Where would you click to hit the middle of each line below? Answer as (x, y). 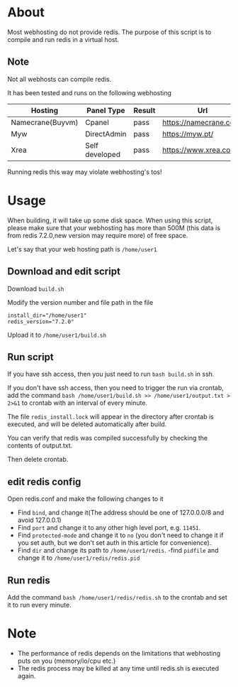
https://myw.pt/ (188, 134)
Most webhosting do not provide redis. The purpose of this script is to (109, 32)
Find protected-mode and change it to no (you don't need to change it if (120, 535)
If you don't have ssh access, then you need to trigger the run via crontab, (116, 388)
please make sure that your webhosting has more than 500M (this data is (114, 227)
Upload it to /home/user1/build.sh (57, 335)
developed (102, 154)
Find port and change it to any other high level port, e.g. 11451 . (109, 528)
